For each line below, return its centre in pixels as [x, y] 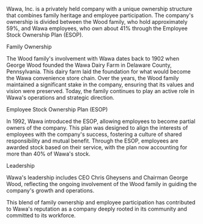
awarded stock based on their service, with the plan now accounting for [97, 147]
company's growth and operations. [50, 190]
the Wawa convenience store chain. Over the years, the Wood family [93, 78]
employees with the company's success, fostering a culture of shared [94, 134]
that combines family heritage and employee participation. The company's [100, 15]
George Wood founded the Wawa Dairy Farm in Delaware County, [89, 65]
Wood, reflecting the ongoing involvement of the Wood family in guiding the [102, 184]
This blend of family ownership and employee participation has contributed [101, 202]
